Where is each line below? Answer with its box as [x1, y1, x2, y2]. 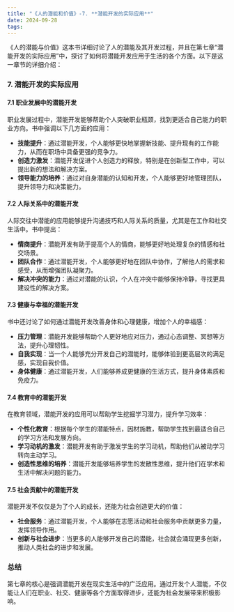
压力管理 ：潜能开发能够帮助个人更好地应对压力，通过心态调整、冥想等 [17, 332, 219, 340]
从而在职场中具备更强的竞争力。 [29, 147, 122, 155]
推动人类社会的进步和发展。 [17, 543, 97, 551]
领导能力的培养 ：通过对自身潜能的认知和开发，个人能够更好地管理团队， [17, 174, 225, 182]
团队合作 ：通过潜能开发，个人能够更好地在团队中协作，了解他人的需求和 [17, 257, 225, 266]
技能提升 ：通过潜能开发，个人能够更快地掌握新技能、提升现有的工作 [17, 139, 213, 147]
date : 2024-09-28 [7, 17, 58, 24]
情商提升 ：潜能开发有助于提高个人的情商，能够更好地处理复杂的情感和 [17, 240, 219, 248]
